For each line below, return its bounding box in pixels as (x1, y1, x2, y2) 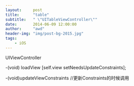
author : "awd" (5, 26, 45, 32)
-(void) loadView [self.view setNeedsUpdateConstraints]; (5, 64, 127, 70)
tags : (5, 36, 17, 41)
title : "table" (5, 12, 50, 17)
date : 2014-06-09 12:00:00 (5, 21, 77, 27)
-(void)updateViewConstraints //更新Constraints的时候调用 (5, 75, 129, 81)
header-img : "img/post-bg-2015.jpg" (5, 31, 84, 36)
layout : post (5, 7, 43, 13)
